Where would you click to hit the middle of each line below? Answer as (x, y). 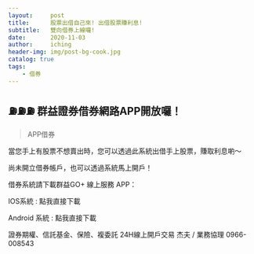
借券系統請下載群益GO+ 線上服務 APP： (73, 185)
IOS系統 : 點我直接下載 (44, 201)
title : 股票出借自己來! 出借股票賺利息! (75, 23)
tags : (17, 67)
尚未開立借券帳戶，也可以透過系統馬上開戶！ (80, 168)
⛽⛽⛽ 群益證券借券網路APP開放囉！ (95, 111)
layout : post (36, 15)
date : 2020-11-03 (47, 37)
